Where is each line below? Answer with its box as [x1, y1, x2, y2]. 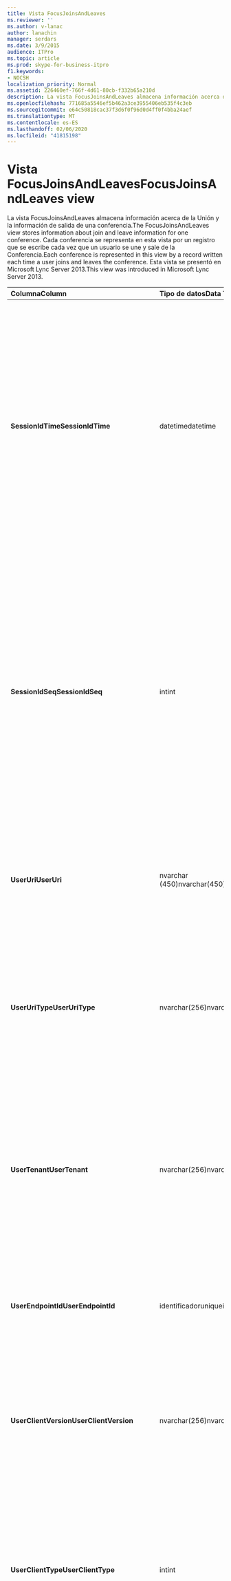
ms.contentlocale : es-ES [7, 119, 78, 126]
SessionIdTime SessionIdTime [10, 422, 111, 431]
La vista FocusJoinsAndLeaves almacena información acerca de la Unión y [7, 214, 219, 222]
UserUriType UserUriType [10, 1003, 96, 1012]
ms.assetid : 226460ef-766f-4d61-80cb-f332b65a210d [7, 87, 155, 94]
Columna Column [10, 289, 67, 299]
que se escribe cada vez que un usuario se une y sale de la [7, 243, 175, 252]
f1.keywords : [7, 68, 45, 75]
